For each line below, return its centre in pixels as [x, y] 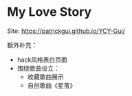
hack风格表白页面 [42, 60]
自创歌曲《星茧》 [52, 85]
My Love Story [49, 12]
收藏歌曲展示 [45, 77]
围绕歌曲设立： [38, 68]
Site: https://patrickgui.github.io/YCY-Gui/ [66, 31]
